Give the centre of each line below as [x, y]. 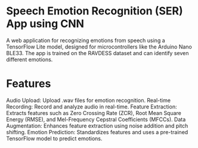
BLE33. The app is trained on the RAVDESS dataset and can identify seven [98, 53]
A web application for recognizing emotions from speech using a [86, 40]
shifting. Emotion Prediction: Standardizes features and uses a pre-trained [97, 132]
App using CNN [45, 24]
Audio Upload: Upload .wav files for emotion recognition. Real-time [89, 100]
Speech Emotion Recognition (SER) [95, 11]
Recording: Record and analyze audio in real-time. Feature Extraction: [92, 107]
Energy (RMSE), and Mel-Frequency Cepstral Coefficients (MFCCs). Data [96, 119]
